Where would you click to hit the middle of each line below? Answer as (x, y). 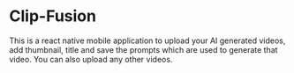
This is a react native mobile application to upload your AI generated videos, (147, 40)
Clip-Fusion (53, 16)
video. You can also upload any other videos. (91, 59)
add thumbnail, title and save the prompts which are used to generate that (143, 49)
